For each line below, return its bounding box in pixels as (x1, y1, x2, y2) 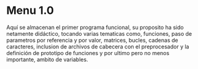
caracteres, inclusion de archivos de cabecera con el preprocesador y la (6, 43, 189, 50)
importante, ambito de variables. (6, 56, 88, 63)
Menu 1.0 (6, 4, 54, 18)
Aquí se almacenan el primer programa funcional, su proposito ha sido (6, 24, 184, 31)
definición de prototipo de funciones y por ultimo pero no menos (6, 49, 170, 56)
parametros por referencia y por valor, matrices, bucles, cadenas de (6, 36, 178, 44)
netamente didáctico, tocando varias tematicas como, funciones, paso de (6, 30, 192, 37)
